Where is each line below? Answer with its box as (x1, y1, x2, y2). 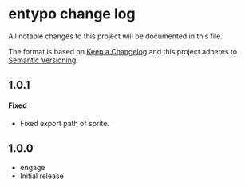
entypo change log (8, 5, 136, 23)
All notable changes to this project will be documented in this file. (8, 31, 223, 41)
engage (19, 163, 45, 173)
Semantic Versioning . (8, 55, 78, 65)
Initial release (19, 171, 64, 181)
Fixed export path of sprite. (19, 118, 110, 128)
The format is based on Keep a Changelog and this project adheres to (8, 46, 238, 56)
